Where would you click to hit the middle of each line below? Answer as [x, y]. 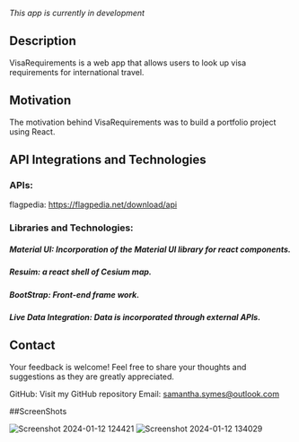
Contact [32, 346]
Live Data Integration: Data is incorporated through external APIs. [135, 316]
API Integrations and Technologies [108, 160]
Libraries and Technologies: [71, 228]
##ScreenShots [38, 411]
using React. [32, 131]
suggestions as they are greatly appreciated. [92, 377]
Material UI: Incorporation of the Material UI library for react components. [150, 249]
